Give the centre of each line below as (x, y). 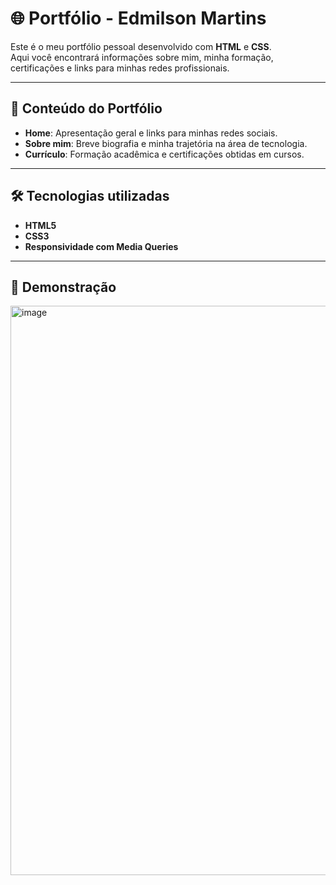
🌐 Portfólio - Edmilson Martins (138, 18)
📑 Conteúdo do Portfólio (86, 108)
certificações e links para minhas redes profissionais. (120, 68)
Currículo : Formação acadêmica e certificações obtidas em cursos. (164, 154)
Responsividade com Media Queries (101, 246)
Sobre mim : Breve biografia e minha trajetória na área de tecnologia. (166, 143)
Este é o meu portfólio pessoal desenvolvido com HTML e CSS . (141, 46)
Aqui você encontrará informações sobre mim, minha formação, (142, 57)
